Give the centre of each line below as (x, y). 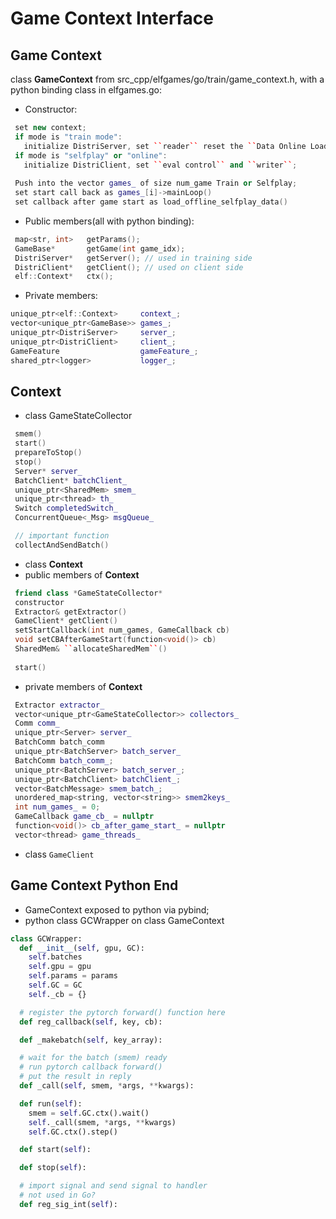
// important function (62, 536)
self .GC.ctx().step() (73, 1132)
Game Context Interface (112, 18)
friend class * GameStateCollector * (88, 593)
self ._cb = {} (57, 994)
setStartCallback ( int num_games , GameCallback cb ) (122, 630)
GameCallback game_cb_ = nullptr (84, 817)
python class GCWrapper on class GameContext (124, 920)
